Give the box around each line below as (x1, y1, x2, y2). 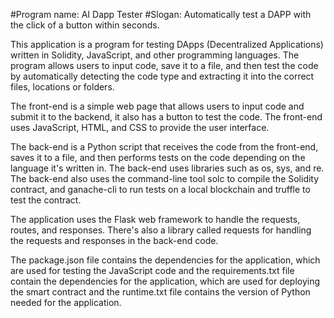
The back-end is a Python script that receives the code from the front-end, (10, 141, 319, 153)
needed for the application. (10, 297, 122, 308)
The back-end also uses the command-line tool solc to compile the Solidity (10, 173, 320, 184)
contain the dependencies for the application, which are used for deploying (10, 275, 321, 287)
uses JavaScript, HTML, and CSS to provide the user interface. (10, 122, 270, 133)
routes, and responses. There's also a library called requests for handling (10, 224, 312, 236)
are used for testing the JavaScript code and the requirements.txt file (10, 265, 295, 276)
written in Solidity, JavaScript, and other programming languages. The (10, 49, 300, 61)
